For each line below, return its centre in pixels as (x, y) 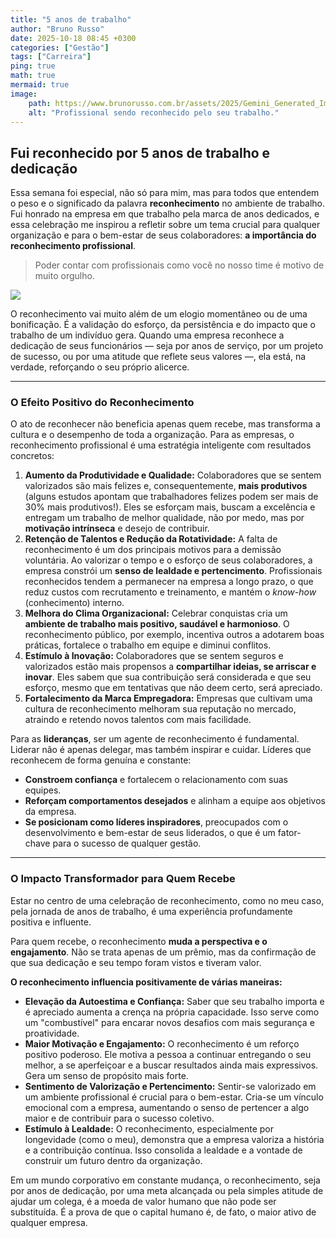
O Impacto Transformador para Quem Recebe (123, 879)
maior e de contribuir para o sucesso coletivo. (119, 1118)
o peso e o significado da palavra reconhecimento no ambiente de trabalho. (168, 203)
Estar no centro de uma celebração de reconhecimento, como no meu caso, (167, 900)
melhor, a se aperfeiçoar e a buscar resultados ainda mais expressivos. (171, 1065)
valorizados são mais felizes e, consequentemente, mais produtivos (166, 486)
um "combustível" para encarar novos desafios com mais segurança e (169, 1022)
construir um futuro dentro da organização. (113, 1160)
